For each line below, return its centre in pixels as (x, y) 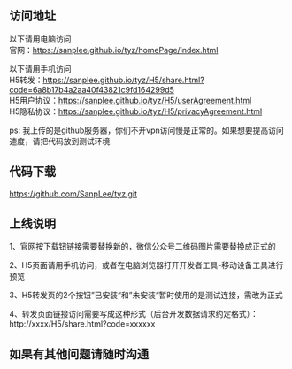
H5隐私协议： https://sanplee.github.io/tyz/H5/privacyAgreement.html (136, 111)
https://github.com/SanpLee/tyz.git (73, 194)
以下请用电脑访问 (40, 39)
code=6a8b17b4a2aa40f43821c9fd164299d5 (92, 89)
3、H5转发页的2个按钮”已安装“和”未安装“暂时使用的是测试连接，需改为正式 (146, 296)
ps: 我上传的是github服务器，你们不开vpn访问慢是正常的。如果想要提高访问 (147, 130)
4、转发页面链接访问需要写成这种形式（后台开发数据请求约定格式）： (134, 314)
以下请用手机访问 (40, 68)
